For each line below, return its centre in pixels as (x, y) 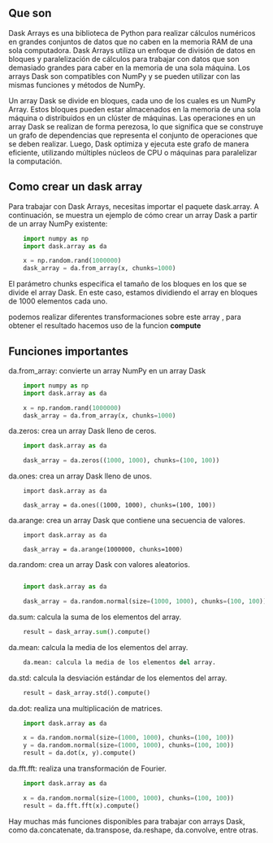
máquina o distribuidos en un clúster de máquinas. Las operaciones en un (132, 118)
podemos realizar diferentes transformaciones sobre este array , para (125, 317)
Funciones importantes (68, 351)
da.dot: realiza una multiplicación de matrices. (86, 708)
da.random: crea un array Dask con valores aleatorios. (100, 565)
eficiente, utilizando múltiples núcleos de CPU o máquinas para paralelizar (133, 152)
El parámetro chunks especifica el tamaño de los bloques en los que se (128, 284)
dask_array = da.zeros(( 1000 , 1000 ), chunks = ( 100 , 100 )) (121, 461)
